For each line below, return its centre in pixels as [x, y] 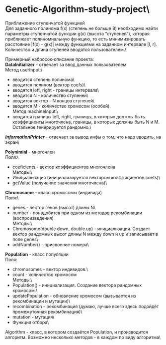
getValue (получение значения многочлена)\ [60, 183]
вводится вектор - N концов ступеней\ [53, 100]
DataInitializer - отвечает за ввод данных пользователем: [66, 64]
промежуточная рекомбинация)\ [47, 312]
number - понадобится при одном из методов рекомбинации [77, 213]
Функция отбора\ [30, 322]
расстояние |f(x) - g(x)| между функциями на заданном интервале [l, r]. [81, 44]
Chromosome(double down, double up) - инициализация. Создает [81, 229]
